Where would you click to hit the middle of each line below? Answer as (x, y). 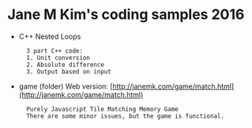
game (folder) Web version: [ (66, 86)
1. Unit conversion (58, 58)
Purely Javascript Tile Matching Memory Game (102, 109)
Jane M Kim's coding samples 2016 (126, 15)
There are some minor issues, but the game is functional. (126, 116)
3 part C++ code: (55, 51)
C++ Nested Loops (50, 36)
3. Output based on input (69, 72)
